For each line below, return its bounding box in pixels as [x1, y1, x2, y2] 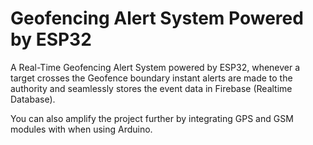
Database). [10, 93, 56, 105]
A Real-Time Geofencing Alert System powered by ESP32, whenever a [10, 61, 301, 73]
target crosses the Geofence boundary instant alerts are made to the [10, 72, 293, 84]
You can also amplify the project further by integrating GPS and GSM [10, 112, 294, 124]
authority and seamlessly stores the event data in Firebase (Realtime [10, 82, 293, 94]
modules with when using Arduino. [10, 123, 153, 135]
